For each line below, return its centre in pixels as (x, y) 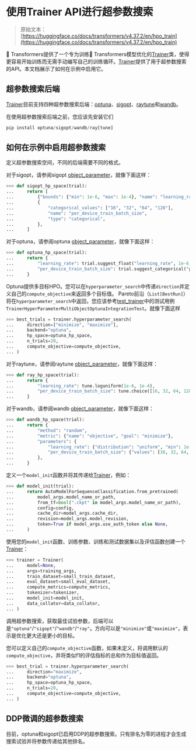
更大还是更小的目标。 (52, 635)
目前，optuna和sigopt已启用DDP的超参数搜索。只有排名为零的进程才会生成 (96, 734)
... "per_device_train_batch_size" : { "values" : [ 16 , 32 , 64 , (98, 452)
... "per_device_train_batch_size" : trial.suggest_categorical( (96, 269)
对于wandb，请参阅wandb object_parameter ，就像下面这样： (80, 409)
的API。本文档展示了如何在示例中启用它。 (56, 68)
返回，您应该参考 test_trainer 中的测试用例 (125, 301)
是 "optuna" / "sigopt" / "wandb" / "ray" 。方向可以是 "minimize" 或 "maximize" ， (94, 628)
